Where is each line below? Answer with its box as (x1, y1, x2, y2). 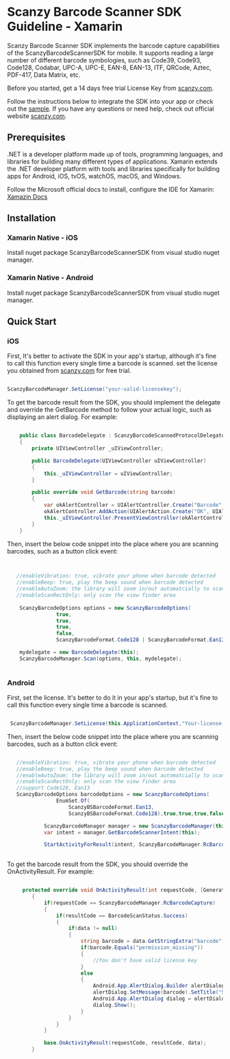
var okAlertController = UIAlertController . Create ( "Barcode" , (43, 502, 225, 509)
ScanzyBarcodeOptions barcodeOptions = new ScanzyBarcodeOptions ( (16, 791, 210, 798)
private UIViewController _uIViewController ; (31, 445, 164, 452)
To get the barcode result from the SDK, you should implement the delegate (7, 398, 221, 407)
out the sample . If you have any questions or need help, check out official (7, 104, 214, 113)
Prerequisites (7, 132, 66, 144)
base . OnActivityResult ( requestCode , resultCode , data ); (43, 1040, 207, 1047)
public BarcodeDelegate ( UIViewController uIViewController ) (31, 457, 207, 464)
